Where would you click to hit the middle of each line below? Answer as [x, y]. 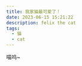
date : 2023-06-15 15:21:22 [40, 17]
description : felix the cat [41, 23]
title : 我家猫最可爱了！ [34, 12]
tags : [13, 28]
